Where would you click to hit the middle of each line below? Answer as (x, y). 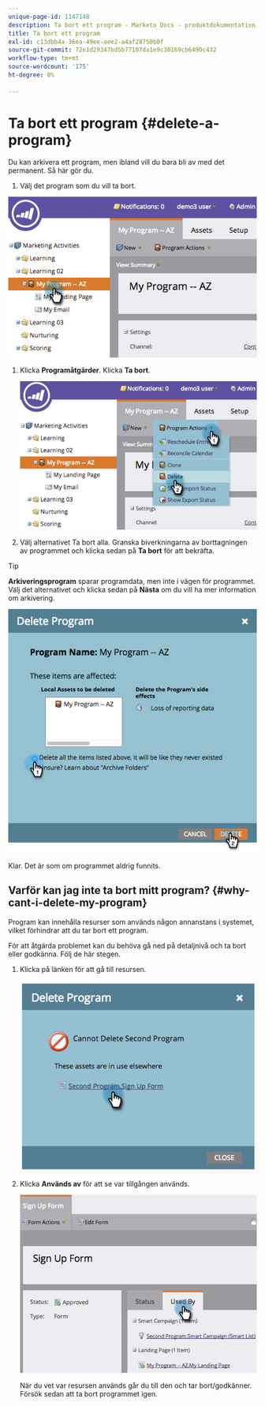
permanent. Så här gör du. (51, 170)
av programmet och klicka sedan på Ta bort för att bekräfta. (117, 550)
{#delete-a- (180, 123)
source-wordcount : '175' (49, 67)
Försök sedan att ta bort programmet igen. (88, 1394)
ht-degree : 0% (32, 75)
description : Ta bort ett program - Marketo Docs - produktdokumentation (132, 25)
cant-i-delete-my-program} (78, 903)
